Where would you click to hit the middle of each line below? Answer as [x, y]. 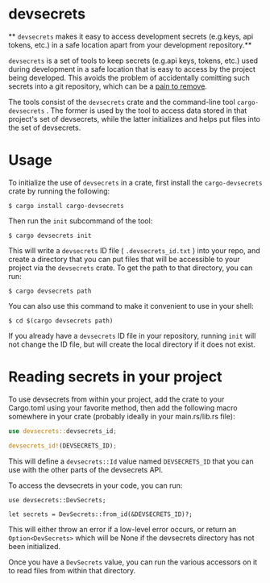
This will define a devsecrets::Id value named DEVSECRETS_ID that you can [131, 461]
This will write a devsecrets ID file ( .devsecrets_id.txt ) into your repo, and [134, 250]
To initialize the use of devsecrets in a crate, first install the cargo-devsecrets [135, 182]
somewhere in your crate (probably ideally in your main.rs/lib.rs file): [122, 416]
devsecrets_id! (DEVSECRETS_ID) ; [62, 446]
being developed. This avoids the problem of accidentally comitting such [129, 77]
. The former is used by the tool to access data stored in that [147, 110]
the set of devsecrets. [45, 127]
